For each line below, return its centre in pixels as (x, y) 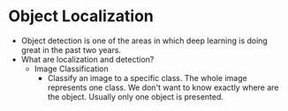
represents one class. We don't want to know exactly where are (163, 87)
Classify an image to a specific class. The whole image (148, 78)
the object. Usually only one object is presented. (136, 96)
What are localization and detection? (87, 59)
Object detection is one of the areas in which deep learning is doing (144, 41)
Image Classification (72, 69)
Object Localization (81, 16)
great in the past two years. (71, 49)
